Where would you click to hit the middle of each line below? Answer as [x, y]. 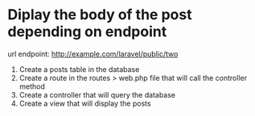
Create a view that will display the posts [85, 103]
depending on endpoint [87, 32]
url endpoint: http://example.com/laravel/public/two [93, 54]
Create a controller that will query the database [97, 94]
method [32, 86]
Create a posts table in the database [79, 69]
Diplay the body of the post [100, 15]
